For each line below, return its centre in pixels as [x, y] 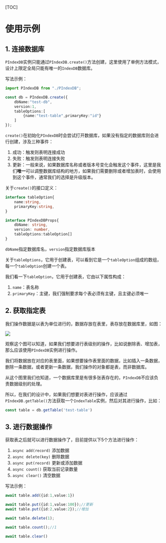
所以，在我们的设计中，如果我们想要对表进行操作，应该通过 [66, 394]
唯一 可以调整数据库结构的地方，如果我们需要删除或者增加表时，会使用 [89, 171]
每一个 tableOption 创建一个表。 [37, 266]
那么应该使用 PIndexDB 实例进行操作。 [43, 350]
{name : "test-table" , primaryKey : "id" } [62, 116]
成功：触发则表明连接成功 [39, 152]
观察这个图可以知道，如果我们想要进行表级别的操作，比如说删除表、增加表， [84, 343]
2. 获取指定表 [25, 311]
